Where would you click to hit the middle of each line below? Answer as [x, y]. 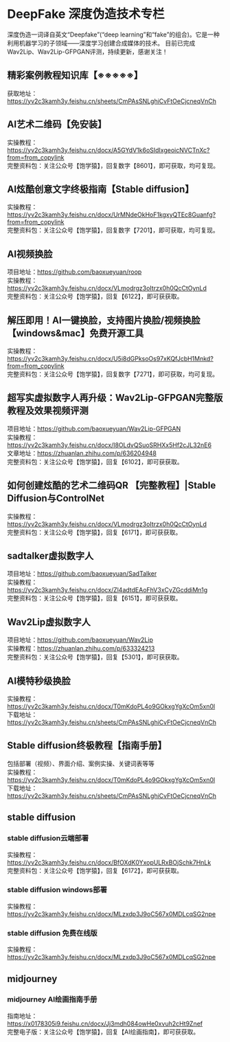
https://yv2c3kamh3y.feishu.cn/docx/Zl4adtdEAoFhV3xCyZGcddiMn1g [107, 590]
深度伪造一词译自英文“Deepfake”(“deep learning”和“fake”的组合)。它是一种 [113, 34]
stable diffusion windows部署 [57, 890]
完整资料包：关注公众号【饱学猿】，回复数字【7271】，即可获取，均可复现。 [113, 374]
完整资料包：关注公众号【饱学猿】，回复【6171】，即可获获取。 [94, 532]
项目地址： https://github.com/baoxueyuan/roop [74, 272]
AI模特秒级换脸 [39, 681]
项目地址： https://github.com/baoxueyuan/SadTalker [82, 574]
